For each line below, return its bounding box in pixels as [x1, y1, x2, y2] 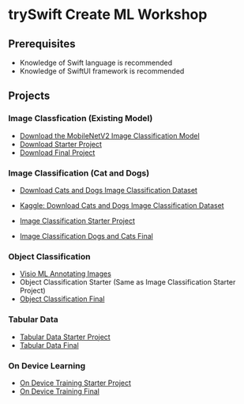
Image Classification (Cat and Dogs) [8, 168, 150, 179]
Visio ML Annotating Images [19, 269, 112, 278]
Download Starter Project [19, 139, 103, 149]
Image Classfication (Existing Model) [8, 113, 153, 124]
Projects [8, 89, 51, 103]
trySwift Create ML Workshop [8, 6, 208, 24]
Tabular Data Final [19, 340, 79, 349]
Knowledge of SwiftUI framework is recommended [19, 66, 185, 76]
